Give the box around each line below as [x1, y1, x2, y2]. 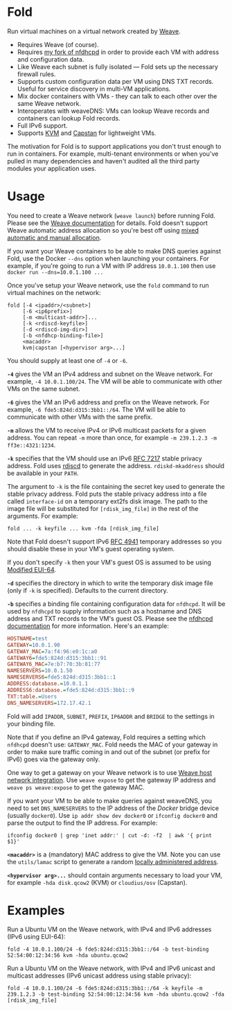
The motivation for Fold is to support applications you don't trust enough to [7, 142, 222, 150]
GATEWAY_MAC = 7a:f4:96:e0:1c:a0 [7, 648, 98, 655]
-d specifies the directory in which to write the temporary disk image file [7, 579, 213, 587]
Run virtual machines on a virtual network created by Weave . [7, 27, 181, 35]
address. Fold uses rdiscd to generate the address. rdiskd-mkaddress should [7, 461, 225, 469]
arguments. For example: [7, 512, 78, 520]
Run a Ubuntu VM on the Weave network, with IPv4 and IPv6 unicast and [7, 964, 215, 973]
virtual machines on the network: [7, 288, 101, 296]
